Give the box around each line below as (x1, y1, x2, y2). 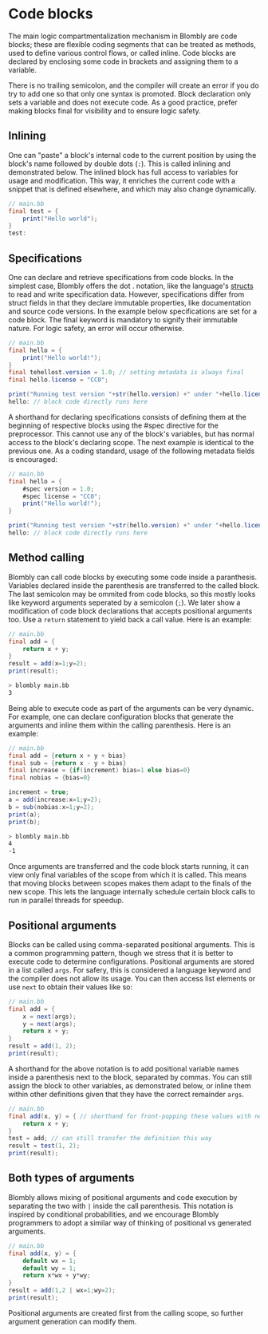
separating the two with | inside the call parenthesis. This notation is (8, 1201, 234, 1210)
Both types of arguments (8, 1171, 135, 1185)
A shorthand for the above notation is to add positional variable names (8, 1064, 239, 1073)
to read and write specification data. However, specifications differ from (8, 289, 245, 299)
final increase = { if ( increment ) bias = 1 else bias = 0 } (8, 767, 191, 775)
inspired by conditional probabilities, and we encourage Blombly (8, 1210, 219, 1219)
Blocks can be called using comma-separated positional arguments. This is (8, 939, 255, 949)
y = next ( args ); (22, 1020, 77, 1028)
